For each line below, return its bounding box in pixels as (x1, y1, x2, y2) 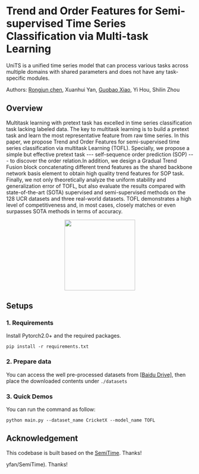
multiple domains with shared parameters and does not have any (6, 68, 165, 75)
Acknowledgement (6, 434, 78, 444)
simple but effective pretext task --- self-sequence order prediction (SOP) (6, 151, 187, 158)
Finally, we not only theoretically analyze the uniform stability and (6, 176, 166, 183)
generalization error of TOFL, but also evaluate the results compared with (6, 182, 186, 189)
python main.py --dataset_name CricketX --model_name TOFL (6, 417, 156, 423)
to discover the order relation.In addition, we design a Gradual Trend (10, 157, 177, 164)
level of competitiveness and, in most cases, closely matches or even (6, 201, 176, 208)
